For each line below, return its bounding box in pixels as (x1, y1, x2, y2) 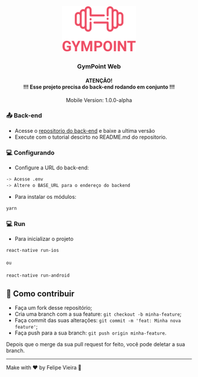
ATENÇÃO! (85, 77, 113, 84)
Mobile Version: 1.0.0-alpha (65, 96, 133, 103)
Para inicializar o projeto (14, 235, 74, 242)
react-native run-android (6, 272, 70, 278)
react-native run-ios (6, 248, 60, 254)
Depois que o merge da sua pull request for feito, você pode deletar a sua (6, 341, 186, 348)
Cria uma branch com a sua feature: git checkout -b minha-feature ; (14, 310, 181, 318)
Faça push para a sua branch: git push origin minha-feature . (14, 329, 167, 336)
